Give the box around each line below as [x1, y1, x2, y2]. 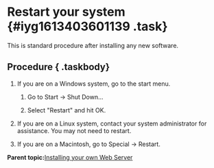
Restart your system [7, 4, 126, 20]
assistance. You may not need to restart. [16, 126, 132, 134]
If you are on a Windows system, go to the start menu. [16, 80, 171, 88]
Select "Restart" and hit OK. [27, 106, 106, 114]
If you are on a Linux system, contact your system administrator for [16, 119, 207, 128]
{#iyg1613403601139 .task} [7, 19, 168, 34]
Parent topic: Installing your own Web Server [7, 153, 133, 161]
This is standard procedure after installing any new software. [7, 41, 179, 49]
